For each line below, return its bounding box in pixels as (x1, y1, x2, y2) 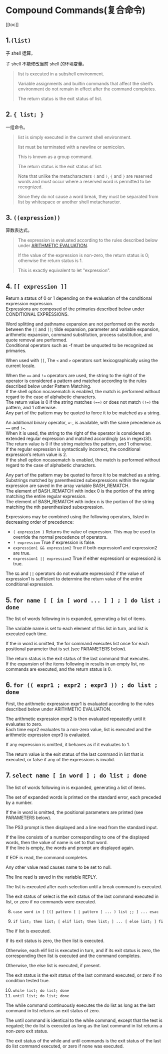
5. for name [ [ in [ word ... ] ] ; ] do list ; (5, 596, 161, 604)
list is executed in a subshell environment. (17, 71, 104, 77)
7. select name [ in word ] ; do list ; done (5, 771, 147, 780)
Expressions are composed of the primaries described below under (5, 306, 144, 312)
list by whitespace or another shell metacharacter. (17, 199, 121, 205)
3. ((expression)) (5, 213, 60, 221)
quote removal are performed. (5, 337, 68, 343)
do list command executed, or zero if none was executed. (5, 1043, 124, 1049)
